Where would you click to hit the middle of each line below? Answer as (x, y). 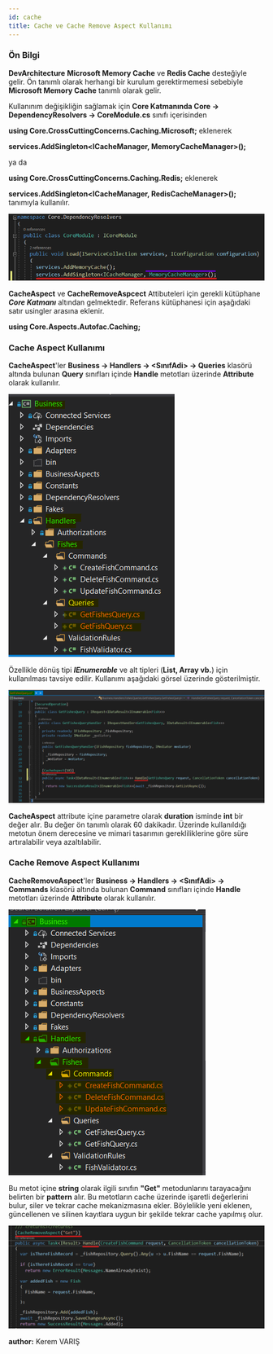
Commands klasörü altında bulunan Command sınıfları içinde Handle (125, 889)
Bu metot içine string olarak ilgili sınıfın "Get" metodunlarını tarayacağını (130, 1188)
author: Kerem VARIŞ (44, 1341)
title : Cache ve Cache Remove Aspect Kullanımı (91, 26)
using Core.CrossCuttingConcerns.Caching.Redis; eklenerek (113, 178)
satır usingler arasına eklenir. (56, 310)
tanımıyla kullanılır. (39, 202)
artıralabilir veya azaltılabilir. (55, 842)
